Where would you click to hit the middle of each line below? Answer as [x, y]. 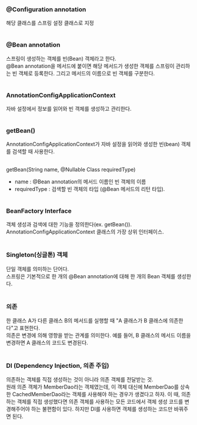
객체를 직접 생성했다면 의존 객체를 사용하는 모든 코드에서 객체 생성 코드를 [100, 402]
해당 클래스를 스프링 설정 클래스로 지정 [50, 23]
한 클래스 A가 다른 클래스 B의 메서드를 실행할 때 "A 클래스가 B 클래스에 [87, 321]
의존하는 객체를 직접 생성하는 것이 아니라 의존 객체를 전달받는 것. [80, 380]
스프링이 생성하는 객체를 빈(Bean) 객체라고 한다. [61, 58]
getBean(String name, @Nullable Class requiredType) [71, 170]
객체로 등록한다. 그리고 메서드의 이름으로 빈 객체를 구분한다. [87, 73]
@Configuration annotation [46, 9]
